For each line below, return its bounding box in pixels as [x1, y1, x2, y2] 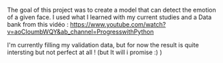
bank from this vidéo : [7, 21, 69, 28]
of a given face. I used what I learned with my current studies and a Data [7, 13, 212, 21]
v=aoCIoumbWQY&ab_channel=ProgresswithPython [7, 27, 154, 36]
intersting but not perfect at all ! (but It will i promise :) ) [7, 48, 163, 56]
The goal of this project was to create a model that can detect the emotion [7, 6, 217, 14]
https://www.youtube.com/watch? [70, 21, 166, 28]
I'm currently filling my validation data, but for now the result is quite [7, 41, 200, 49]
